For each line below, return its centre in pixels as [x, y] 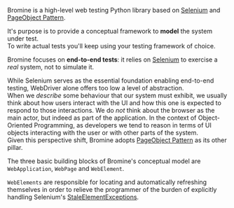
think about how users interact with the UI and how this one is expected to [115, 103]
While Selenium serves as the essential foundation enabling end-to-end [111, 81]
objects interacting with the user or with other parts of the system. [103, 133]
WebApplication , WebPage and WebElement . [66, 168]
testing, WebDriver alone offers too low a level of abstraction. [96, 88]
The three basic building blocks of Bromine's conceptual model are [104, 161]
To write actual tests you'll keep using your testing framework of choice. [111, 46]
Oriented [20, 125]
